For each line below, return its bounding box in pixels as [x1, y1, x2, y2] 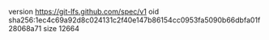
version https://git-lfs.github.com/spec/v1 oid [8, 7, 160, 16]
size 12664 [43, 24, 79, 33]
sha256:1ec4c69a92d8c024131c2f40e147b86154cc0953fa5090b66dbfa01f [8, 15, 261, 25]
